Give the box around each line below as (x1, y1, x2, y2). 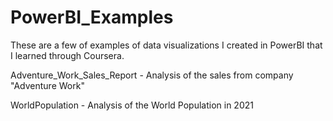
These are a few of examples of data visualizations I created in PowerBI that (10, 39, 323, 51)
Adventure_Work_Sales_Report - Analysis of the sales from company (10, 69, 294, 81)
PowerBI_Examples (10, 6, 174, 29)
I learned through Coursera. (10, 49, 125, 61)
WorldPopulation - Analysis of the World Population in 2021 (10, 99, 254, 111)
